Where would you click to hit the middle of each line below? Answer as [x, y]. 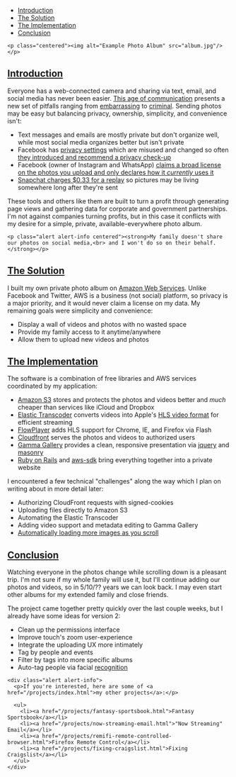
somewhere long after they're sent [68, 187]
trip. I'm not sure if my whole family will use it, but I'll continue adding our [114, 580]
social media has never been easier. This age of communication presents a [116, 98]
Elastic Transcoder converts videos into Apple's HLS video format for [118, 415]
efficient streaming [45, 423]
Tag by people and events [55, 652]
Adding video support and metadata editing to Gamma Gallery [108, 525]
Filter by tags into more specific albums [75, 660]
